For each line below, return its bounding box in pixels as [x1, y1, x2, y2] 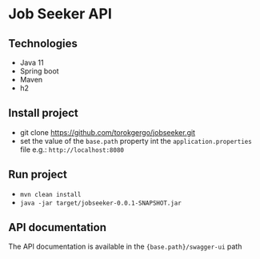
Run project [8, 168, 68, 181]
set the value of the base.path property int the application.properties [19, 136, 252, 145]
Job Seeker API [8, 5, 112, 23]
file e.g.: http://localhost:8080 [19, 145, 124, 154]
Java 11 [19, 58, 44, 67]
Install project [8, 106, 78, 120]
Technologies [8, 37, 78, 50]
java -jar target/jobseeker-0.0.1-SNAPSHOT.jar [19, 199, 182, 207]
